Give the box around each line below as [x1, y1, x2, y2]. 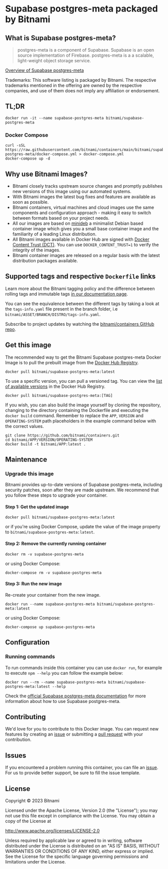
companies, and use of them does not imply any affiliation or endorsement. [5, 88, 160, 93]
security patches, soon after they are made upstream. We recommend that [5, 487, 159, 493]
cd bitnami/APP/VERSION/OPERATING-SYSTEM [5, 437, 93, 442]
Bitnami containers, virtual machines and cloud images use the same [12, 204, 154, 210]
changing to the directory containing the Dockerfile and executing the [5, 407, 148, 413]
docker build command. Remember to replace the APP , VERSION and [5, 412, 144, 418]
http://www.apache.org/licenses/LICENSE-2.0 [5, 827, 100, 833]
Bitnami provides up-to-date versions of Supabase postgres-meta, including [5, 482, 162, 488]
